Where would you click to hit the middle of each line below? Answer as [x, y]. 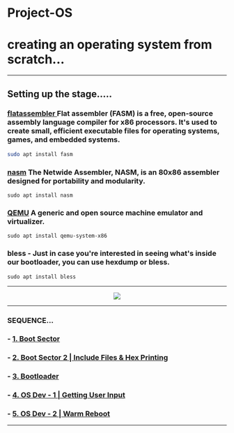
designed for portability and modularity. [76, 181]
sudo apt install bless [42, 277]
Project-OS [40, 13]
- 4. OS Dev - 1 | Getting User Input [66, 395]
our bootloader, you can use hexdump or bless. [88, 262]
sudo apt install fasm [40, 154]
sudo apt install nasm [40, 195]
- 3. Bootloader [33, 377]
